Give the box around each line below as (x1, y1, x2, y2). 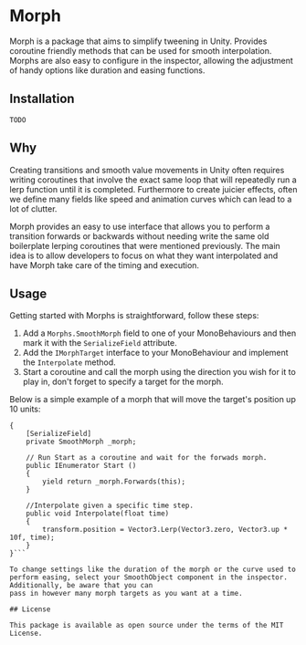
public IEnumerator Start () (26, 462, 137, 471)
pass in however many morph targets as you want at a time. (9, 589, 244, 598)
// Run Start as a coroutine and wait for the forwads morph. (26, 453, 268, 463)
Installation (9, 91, 75, 107)
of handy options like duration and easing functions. (9, 65, 206, 76)
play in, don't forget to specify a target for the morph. (22, 376, 224, 388)
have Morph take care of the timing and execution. (9, 259, 199, 270)
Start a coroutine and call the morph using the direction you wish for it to (22, 367, 297, 378)
